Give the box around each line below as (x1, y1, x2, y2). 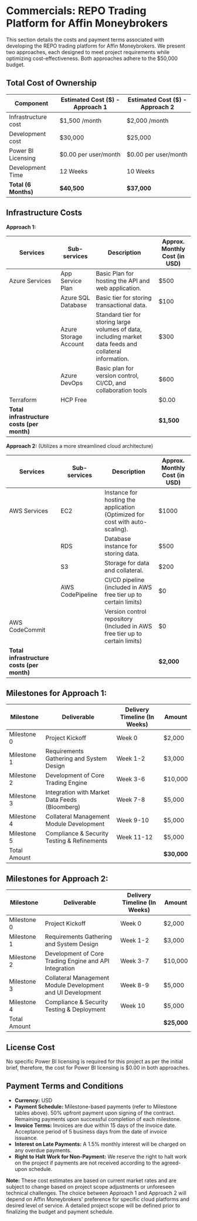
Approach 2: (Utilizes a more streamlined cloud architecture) (6, 442, 154, 449)
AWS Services (9, 507, 49, 515)
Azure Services (9, 276, 52, 285)
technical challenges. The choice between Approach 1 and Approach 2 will (6, 1189, 186, 1196)
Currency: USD (14, 1096, 53, 1103)
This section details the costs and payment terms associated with (6, 36, 164, 43)
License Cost (6, 1042, 55, 1052)
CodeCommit (9, 625, 46, 634)
